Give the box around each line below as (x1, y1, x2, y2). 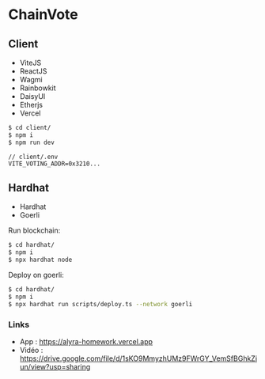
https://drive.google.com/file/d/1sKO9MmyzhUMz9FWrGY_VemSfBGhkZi (19, 354, 258, 363)
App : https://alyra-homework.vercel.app (19, 336, 153, 346)
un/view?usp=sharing (19, 362, 91, 371)
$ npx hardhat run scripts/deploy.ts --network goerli (8, 300, 193, 308)
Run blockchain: (8, 226, 61, 235)
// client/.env (8, 153, 59, 161)
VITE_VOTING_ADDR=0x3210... (8, 160, 101, 168)
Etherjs (19, 100, 44, 109)
